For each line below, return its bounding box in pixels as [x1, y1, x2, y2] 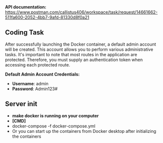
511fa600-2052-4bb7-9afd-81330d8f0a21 [5, 15, 90, 20]
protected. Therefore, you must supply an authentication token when [5, 57, 143, 63]
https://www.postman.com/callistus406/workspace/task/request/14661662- [5, 9, 158, 15]
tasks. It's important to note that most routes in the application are [5, 51, 137, 57]
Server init [5, 100, 37, 108]
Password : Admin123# [12, 86, 58, 92]
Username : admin [12, 80, 49, 86]
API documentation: [5, 4, 47, 10]
